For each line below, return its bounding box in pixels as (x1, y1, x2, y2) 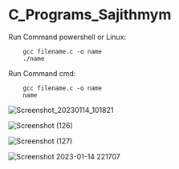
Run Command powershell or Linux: (8, 32, 127, 42)
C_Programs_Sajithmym (8, 6, 172, 24)
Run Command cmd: (8, 68, 76, 78)
